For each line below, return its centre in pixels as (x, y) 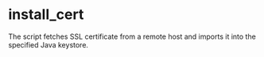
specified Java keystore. (49, 44)
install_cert (46, 15)
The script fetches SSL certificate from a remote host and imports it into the (132, 36)
